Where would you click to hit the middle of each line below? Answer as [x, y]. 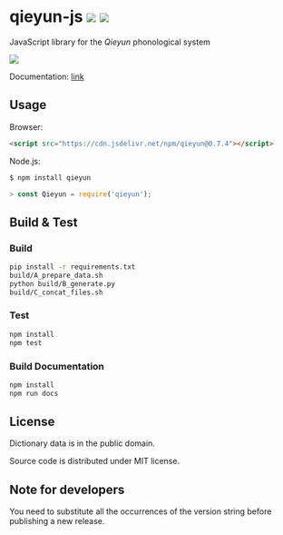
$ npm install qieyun [50, 178]
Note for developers [67, 489]
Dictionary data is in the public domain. [83, 443]
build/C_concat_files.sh [56, 292]
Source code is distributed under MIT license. [94, 461]
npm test [26, 342]
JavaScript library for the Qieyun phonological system [110, 42]
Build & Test [44, 222]
